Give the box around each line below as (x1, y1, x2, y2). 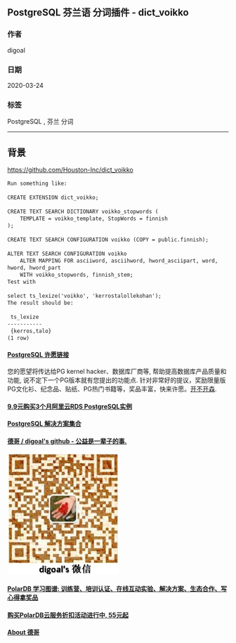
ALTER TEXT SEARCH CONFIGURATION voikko (7, 250, 128, 258)
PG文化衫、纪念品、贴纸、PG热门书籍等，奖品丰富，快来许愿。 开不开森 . (7, 385, 217, 394)
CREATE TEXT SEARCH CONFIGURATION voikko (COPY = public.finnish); (7, 236, 209, 244)
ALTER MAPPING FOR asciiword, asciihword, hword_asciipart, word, (20, 257, 218, 265)
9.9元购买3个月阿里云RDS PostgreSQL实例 (7, 402, 132, 410)
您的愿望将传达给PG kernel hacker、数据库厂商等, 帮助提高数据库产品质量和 (7, 368, 227, 376)
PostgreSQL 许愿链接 (7, 350, 70, 358)
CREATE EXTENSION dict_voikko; (7, 194, 99, 202)
